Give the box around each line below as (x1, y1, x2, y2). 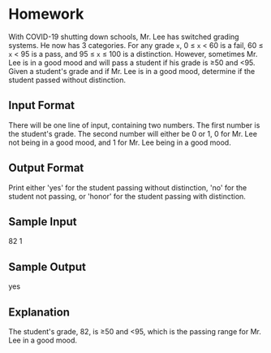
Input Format (8, 98, 75, 112)
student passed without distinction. (8, 75, 126, 85)
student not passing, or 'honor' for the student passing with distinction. (8, 191, 246, 201)
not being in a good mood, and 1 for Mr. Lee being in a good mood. (8, 137, 231, 147)
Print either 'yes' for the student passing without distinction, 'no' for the (8, 182, 247, 192)
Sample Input (8, 215, 77, 229)
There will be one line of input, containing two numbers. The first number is (8, 120, 260, 130)
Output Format (8, 161, 84, 175)
